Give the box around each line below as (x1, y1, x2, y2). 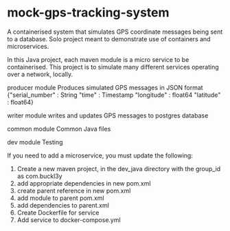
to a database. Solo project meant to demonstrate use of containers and (7, 34, 211, 43)
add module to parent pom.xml (16, 194, 104, 202)
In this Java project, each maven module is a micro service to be (7, 55, 189, 63)
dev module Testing (7, 137, 63, 146)
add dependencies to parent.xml (16, 201, 110, 209)
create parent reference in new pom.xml (16, 186, 131, 195)
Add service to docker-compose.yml (16, 215, 122, 224)
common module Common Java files (7, 124, 111, 133)
